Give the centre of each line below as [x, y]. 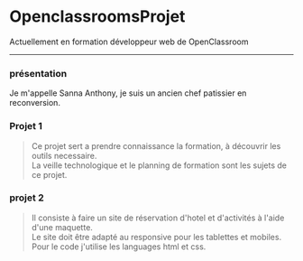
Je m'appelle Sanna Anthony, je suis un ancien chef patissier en [128, 93]
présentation [38, 73]
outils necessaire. [64, 155]
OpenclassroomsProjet [97, 17]
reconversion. [35, 103]
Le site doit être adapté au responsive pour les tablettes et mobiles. [156, 237]
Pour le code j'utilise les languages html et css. [119, 247]
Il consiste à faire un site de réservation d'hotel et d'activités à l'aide [158, 218]
